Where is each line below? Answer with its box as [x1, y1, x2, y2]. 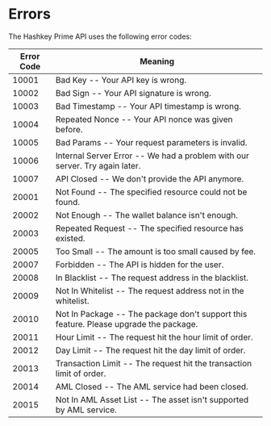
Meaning [140, 56, 175, 67]
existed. [55, 232, 86, 244]
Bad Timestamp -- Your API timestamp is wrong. [55, 100, 242, 111]
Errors [8, 5, 51, 23]
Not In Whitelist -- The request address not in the [55, 285, 244, 296]
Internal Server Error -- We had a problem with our [55, 150, 250, 161]
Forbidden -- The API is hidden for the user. [55, 259, 224, 270]
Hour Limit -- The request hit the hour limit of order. [55, 332, 254, 343]
